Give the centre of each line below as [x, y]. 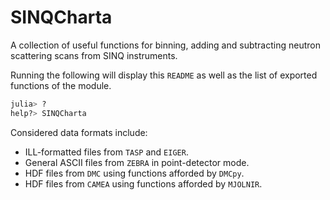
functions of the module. [61, 85]
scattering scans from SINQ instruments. [94, 55]
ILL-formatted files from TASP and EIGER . [106, 152]
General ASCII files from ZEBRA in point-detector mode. [137, 162]
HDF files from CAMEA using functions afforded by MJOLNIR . [143, 183]
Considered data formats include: [79, 132]
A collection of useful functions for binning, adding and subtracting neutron [165, 45]
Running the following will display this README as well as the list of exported [164, 75]
